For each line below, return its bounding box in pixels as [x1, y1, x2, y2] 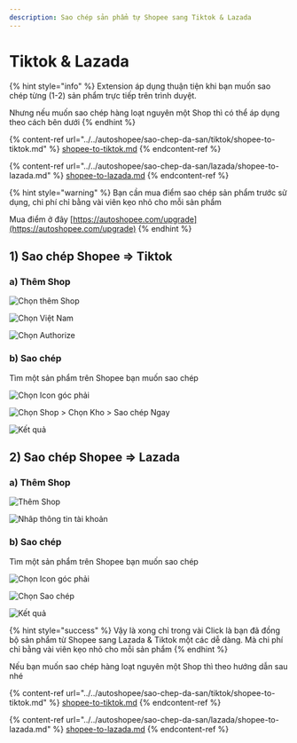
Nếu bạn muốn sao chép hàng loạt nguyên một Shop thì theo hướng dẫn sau [9, 660, 288, 671]
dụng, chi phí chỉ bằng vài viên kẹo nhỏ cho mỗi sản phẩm [9, 196, 222, 207]
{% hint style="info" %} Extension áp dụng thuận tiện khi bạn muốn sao [9, 81, 271, 91]
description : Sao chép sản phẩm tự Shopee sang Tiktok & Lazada [9, 12, 252, 22]
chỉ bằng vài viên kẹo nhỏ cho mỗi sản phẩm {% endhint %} [9, 644, 229, 654]
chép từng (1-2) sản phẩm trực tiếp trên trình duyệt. [9, 90, 197, 100]
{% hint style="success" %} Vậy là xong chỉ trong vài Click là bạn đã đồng [9, 625, 281, 636]
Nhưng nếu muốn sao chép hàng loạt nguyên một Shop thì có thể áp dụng [9, 107, 280, 118]
